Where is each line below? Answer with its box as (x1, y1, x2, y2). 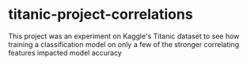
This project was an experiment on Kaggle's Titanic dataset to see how (8, 31, 240, 41)
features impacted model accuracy (8, 48, 123, 57)
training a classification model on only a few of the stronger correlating (8, 39, 240, 49)
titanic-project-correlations (8, 5, 193, 23)
